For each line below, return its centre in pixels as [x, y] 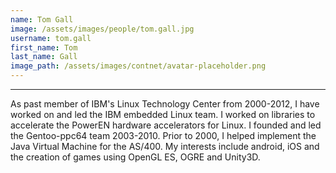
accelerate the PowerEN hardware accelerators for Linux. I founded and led [166, 125]
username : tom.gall [51, 38]
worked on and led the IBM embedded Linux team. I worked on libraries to [163, 114]
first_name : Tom [44, 47]
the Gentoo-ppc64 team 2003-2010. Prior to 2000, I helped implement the [163, 135]
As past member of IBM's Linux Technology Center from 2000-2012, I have [165, 104]
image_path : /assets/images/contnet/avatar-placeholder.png [138, 66]
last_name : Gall [44, 57]
